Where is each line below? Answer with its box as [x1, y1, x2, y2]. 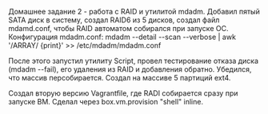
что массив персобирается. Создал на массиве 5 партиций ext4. [8, 73, 231, 82]
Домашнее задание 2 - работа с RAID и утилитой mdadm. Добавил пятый [8, 7, 260, 16]
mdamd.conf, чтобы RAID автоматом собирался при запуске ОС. [8, 24, 229, 33]
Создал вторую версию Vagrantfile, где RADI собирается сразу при [8, 88, 238, 98]
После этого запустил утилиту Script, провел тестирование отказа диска [8, 56, 258, 65]
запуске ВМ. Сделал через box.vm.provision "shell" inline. [8, 97, 204, 106]
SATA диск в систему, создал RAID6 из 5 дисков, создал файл [8, 15, 220, 25]
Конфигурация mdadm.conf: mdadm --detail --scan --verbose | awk [8, 32, 236, 41]
